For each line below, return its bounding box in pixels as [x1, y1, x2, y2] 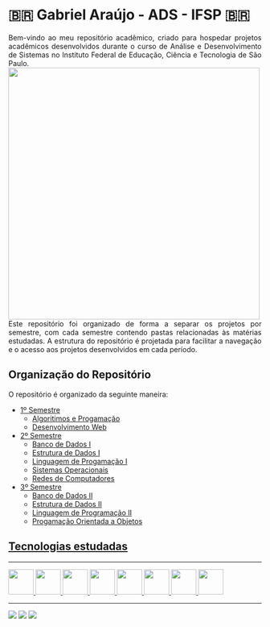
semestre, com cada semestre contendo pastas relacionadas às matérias [8, 327, 262, 337]
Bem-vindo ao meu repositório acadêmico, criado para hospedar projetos [8, 32, 262, 42]
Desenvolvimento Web [31, 421, 107, 432]
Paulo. [8, 58, 30, 68]
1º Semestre [19, 405, 60, 414]
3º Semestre [19, 482, 62, 492]
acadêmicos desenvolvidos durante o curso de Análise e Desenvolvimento [8, 41, 262, 51]
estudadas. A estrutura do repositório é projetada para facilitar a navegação [8, 336, 262, 346]
